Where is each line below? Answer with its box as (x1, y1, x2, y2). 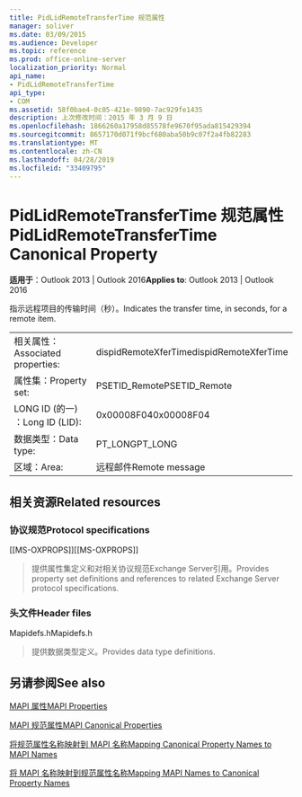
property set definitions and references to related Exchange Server (31, 573, 280, 584)
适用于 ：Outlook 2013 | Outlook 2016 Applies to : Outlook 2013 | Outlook (9, 275, 274, 286)
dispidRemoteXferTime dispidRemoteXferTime (95, 346, 289, 359)
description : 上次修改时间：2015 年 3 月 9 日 (9, 113, 173, 122)
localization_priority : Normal (9, 64, 127, 73)
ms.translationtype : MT (9, 138, 99, 147)
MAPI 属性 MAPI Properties (9, 701, 108, 712)
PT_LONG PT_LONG (95, 438, 178, 450)
